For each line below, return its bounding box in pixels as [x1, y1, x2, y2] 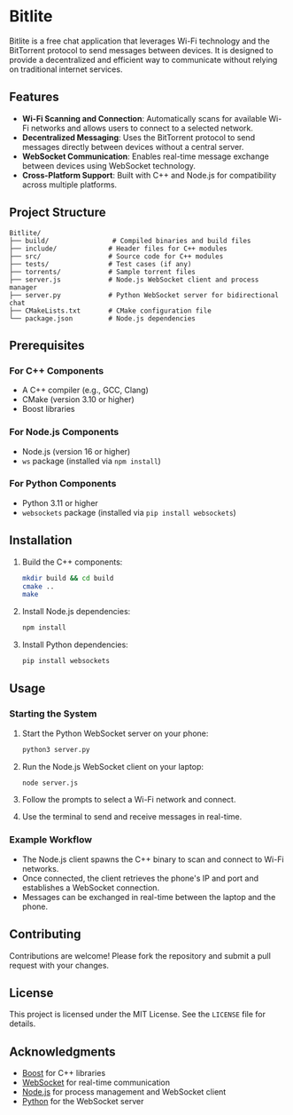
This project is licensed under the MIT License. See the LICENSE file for [9, 1009, 266, 1020]
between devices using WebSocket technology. [21, 160, 197, 170]
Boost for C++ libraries [21, 1068, 106, 1079]
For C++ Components [9, 364, 104, 376]
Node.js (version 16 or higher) [21, 446, 131, 456]
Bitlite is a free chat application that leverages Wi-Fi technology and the [9, 36, 270, 46]
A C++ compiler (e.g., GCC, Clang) [21, 384, 149, 396]
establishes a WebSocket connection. [21, 882, 160, 893]
